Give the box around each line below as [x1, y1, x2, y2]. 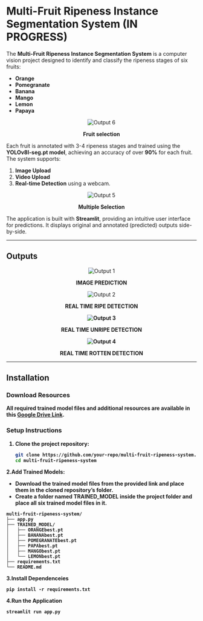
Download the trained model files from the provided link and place [14, 480, 184, 488]
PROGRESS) [6, 30, 68, 44]
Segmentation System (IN [6, 17, 138, 31]
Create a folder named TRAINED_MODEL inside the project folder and [14, 493, 192, 500]
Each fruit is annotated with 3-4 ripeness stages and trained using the [6, 142, 181, 149]
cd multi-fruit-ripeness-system [14, 457, 97, 463]
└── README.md [6, 564, 42, 571]
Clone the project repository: [14, 440, 89, 447]
